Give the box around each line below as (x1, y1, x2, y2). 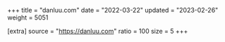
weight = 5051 (7, 13, 49, 22)
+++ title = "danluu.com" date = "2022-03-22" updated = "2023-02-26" (7, 6, 219, 14)
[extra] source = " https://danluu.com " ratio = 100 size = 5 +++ (7, 27, 188, 35)
